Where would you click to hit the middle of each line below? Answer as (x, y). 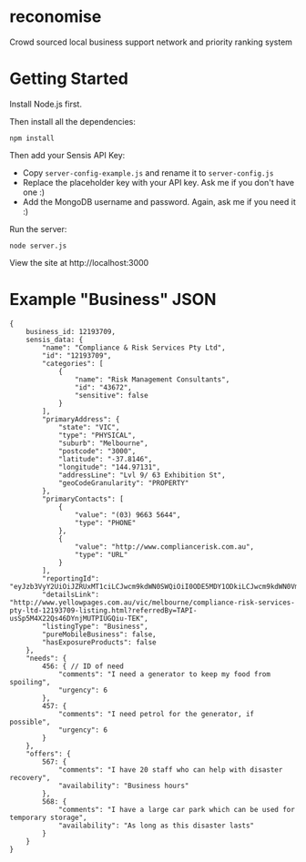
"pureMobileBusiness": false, (99, 634)
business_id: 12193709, (71, 331)
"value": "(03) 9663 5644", (127, 515)
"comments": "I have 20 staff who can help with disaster (170, 770)
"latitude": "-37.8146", (105, 459)
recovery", (30, 777)
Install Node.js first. (46, 104)
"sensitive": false (111, 395)
